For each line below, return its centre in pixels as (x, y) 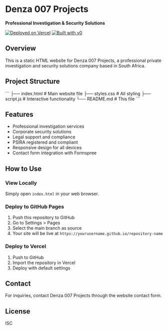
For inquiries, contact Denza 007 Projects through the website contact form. (83, 296)
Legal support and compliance (44, 137)
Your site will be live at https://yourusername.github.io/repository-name (87, 234)
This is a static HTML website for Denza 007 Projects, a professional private (83, 60)
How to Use (23, 168)
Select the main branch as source (47, 228)
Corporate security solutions (42, 132)
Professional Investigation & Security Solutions (55, 23)
